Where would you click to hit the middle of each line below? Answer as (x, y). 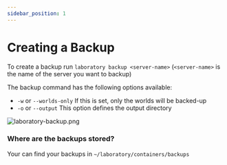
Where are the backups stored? (61, 139)
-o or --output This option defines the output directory (94, 108)
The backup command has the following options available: (90, 87)
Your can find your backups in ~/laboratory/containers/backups (98, 154)
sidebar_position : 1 (37, 13)
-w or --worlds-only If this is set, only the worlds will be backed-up (112, 100)
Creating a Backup (61, 47)
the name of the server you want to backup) (69, 74)
